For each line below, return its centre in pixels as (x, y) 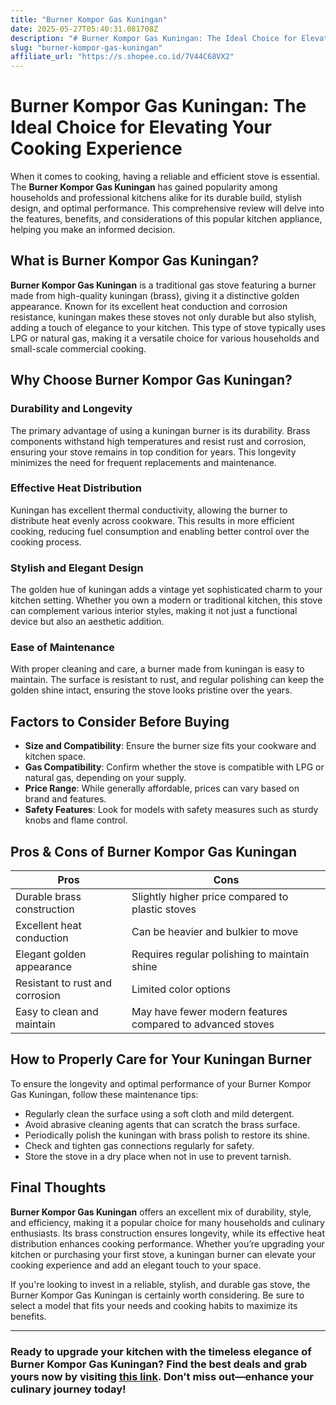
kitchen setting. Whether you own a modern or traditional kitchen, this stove (166, 600)
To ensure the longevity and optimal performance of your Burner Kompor (161, 1083)
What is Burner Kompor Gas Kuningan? (135, 261)
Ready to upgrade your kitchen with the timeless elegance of (161, 1351)
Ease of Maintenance (62, 648)
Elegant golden (51, 954)
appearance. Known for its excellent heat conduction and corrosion (149, 306)
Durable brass (48, 897)
